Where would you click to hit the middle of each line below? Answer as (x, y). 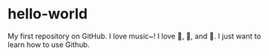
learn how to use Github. (49, 44)
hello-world (48, 14)
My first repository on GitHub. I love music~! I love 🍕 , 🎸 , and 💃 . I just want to (134, 36)
